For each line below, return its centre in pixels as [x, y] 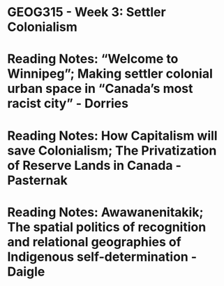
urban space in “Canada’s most [100, 89]
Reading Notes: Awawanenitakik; [105, 212]
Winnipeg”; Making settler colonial [110, 74]
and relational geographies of [94, 242]
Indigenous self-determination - [102, 257]
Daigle [26, 272]
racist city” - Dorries [68, 104]
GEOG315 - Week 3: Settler [87, 12]
